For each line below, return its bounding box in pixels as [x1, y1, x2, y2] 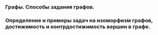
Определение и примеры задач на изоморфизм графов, [5, 16, 153, 23]
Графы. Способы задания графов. [5, 3, 95, 10]
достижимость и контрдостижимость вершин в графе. [5, 23, 150, 30]
